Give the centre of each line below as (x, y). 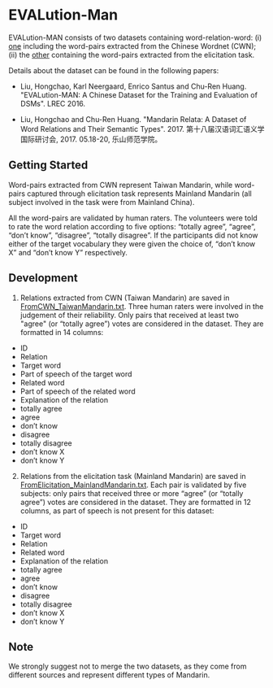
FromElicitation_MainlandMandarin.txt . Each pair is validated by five (133, 485)
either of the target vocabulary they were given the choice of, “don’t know (132, 244)
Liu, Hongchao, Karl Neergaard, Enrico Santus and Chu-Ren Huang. (133, 86)
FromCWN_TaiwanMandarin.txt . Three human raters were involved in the (142, 306)
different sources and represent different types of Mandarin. (109, 675)
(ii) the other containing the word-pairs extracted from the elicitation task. (132, 54)
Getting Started (48, 165)
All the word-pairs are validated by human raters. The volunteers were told (133, 218)
